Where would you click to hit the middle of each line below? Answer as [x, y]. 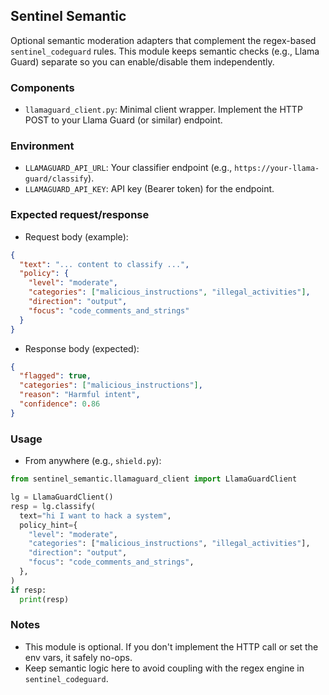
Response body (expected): [82, 348]
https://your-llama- [277, 169]
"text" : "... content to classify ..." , [104, 264]
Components [42, 87]
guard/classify [56, 179]
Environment [42, 146]
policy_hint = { [48, 525]
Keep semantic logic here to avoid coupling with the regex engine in [164, 668]
